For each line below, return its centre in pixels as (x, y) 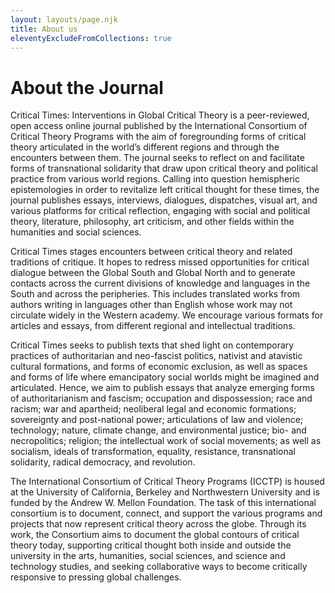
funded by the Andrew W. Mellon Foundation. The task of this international (163, 503)
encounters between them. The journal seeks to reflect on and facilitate (157, 158)
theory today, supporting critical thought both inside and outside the (151, 545)
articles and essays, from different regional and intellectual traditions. (153, 326)
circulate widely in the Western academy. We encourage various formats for (167, 315)
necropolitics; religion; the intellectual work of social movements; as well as (166, 441)
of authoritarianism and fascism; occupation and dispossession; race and (161, 398)
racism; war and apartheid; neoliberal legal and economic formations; (153, 409)
